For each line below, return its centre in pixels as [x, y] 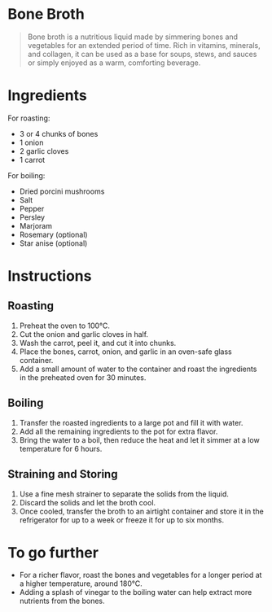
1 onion [31, 142]
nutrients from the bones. [62, 601]
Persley [32, 217]
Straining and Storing [63, 474]
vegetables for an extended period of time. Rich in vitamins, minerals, [144, 45]
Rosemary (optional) [53, 234]
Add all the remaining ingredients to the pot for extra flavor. [118, 431]
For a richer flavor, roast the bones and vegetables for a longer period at [140, 575]
